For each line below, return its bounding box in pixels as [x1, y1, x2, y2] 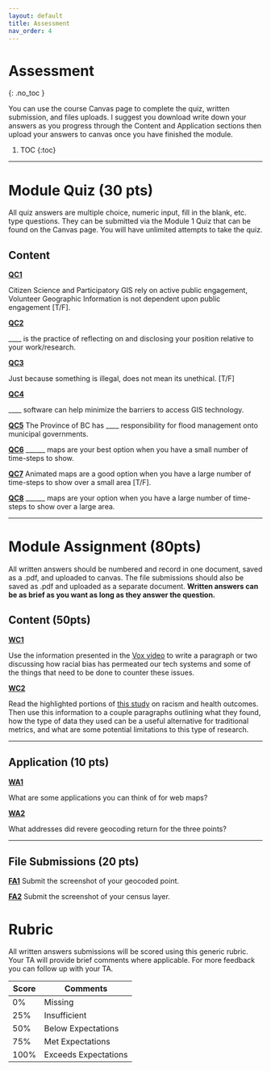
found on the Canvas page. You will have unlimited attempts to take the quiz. [8, 225, 263, 235]
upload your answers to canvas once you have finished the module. [8, 130, 234, 140]
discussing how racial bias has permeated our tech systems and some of [8, 659, 252, 668]
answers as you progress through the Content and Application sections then [8, 121, 262, 131]
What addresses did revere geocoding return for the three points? [8, 824, 227, 834]
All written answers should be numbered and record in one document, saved [8, 564, 263, 574]
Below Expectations [44, 1023, 119, 1034]
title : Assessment [8, 19, 70, 27]
